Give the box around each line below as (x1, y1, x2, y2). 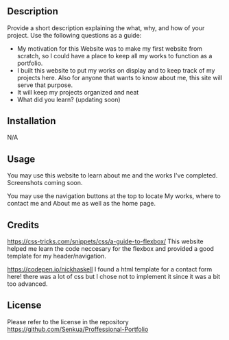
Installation (7, 115, 56, 127)
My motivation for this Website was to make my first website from (16, 44, 203, 53)
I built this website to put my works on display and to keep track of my (16, 66, 215, 74)
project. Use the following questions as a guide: (7, 31, 142, 39)
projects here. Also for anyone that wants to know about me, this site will (16, 73, 223, 82)
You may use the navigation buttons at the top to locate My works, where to (7, 192, 221, 200)
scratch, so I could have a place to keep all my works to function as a (16, 51, 213, 60)
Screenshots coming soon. (7, 179, 83, 187)
